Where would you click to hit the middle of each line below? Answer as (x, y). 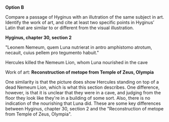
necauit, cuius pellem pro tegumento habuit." (52, 53)
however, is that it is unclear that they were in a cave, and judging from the (83, 93)
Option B (15, 7)
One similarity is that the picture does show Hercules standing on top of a (82, 82)
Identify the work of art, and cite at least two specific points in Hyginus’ (80, 22)
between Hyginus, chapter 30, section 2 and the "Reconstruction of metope (84, 109)
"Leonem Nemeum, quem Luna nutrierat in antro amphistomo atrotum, (79, 47)
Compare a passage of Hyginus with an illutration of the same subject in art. (85, 17)
